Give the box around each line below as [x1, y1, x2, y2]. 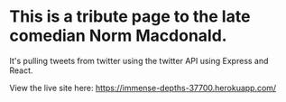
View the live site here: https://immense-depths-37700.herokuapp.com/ [9, 82, 277, 93]
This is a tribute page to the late [9, 6, 251, 27]
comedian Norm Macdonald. [9, 25, 227, 46]
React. [9, 65, 33, 76]
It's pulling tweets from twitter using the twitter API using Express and [9, 55, 269, 66]
